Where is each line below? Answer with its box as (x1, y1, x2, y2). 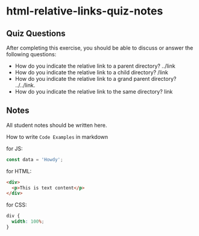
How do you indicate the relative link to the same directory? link (14, 88, 173, 95)
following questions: (6, 51, 57, 58)
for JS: (6, 145, 23, 152)
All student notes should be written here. (6, 121, 107, 129)
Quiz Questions (6, 28, 66, 39)
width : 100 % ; (11, 218, 45, 225)
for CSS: (6, 201, 27, 209)
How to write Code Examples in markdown (6, 133, 109, 140)
